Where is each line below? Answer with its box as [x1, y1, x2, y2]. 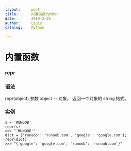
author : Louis [5, 20, 42, 26]
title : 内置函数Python [5, 12, 59, 17]
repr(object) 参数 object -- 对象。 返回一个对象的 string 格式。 [5, 95, 129, 101]
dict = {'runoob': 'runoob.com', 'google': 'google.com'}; [5, 133, 127, 137]
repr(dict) [5, 137, 27, 142]
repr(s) [5, 124, 21, 129]
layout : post [5, 7, 40, 12]
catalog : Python [5, 25, 45, 30]
